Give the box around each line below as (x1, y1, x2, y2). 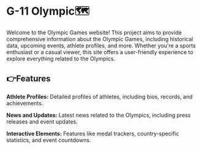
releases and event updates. (6, 117, 78, 125)
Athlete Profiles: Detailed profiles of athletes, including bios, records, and (6, 93, 193, 100)
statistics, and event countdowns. (6, 136, 91, 144)
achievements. (6, 99, 43, 107)
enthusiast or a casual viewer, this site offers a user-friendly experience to (6, 48, 194, 55)
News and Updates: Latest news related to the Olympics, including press (6, 111, 191, 119)
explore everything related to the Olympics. (6, 55, 116, 62)
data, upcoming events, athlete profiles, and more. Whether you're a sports (6, 42, 196, 49)
